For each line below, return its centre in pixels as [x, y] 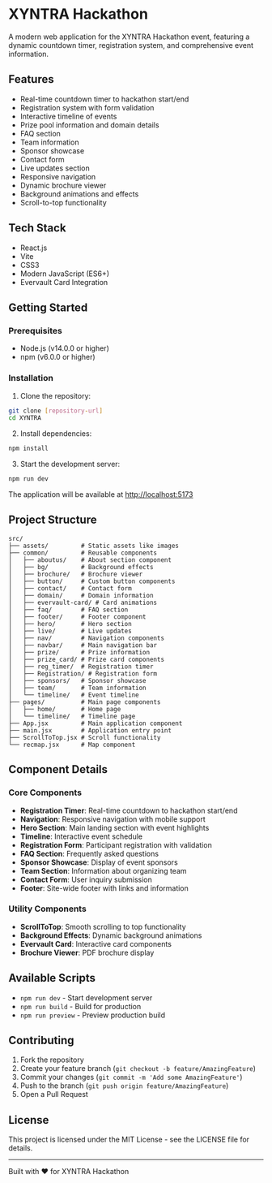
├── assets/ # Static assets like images [94, 546]
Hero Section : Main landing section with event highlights [115, 827]
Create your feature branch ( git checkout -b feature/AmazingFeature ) [138, 1069]
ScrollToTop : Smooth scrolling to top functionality [103, 926]
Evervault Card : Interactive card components [96, 943]
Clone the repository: [55, 395]
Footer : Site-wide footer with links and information [104, 888]
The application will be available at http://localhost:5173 [101, 494]
